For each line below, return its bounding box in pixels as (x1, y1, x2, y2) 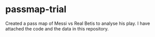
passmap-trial (5, 4, 67, 15)
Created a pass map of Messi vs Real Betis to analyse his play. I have (5, 20, 150, 26)
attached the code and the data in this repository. (5, 25, 109, 31)
